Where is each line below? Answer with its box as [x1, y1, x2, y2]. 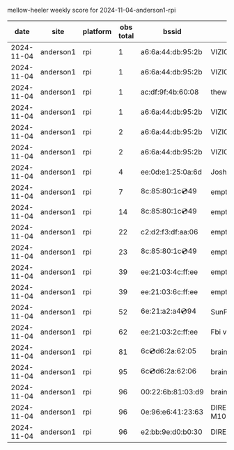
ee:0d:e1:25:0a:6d [140, 167, 202, 177]
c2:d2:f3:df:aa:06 [140, 227, 198, 236]
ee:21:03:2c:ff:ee [140, 327, 198, 337]
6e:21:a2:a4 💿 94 [140, 306, 197, 316]
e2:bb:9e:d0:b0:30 [140, 427, 203, 437]
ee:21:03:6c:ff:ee [140, 287, 198, 296]
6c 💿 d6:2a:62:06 [140, 366, 197, 376]
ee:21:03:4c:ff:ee [140, 267, 198, 277]
